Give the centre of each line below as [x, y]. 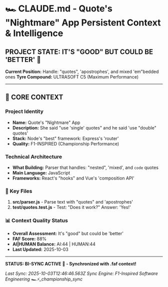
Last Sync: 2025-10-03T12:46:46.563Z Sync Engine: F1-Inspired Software [82, 273]
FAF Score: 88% [29, 238]
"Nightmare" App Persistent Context [83, 23]
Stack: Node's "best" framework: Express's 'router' [65, 138]
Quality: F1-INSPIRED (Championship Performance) [66, 143]
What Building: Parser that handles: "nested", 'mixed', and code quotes [85, 167]
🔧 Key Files [19, 191]
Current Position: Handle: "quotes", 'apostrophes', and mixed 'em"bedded [82, 71]
